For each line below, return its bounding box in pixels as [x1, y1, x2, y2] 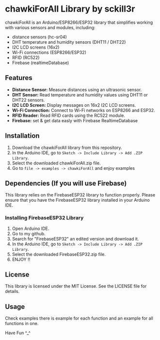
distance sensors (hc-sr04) [12, 34, 67, 40]
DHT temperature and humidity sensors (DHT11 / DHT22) [12, 39, 126, 45]
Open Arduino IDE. [12, 226, 49, 231]
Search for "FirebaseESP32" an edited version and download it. [12, 236, 139, 242]
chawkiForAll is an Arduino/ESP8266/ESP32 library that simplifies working [5, 19, 153, 25]
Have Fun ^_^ [5, 330, 31, 336]
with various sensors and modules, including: [5, 24, 96, 30]
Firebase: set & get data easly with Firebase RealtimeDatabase [12, 117, 138, 123]
